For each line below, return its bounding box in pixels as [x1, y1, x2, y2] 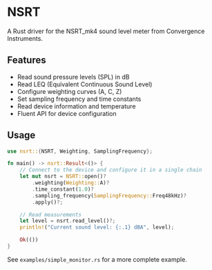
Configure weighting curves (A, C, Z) [17, 87, 122, 95]
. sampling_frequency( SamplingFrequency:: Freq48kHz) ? [32, 192, 187, 199]
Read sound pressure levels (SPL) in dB [17, 73, 130, 81]
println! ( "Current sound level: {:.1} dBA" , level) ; [19, 224, 175, 231]
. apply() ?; [32, 198, 64, 206]
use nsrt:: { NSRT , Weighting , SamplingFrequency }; [7, 148, 153, 155]
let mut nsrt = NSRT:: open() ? [19, 173, 107, 180]
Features [7, 55, 46, 66]
